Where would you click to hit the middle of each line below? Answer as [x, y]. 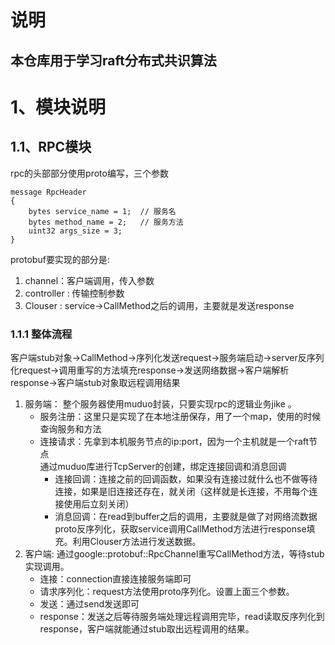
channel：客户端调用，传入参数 [89, 280]
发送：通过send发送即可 [89, 603]
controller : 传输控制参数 [74, 293]
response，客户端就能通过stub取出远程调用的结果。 [147, 628]
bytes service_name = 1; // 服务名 [102, 211]
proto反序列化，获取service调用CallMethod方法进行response [180, 528]
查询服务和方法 [70, 428]
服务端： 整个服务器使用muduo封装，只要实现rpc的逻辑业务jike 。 [160, 403]
